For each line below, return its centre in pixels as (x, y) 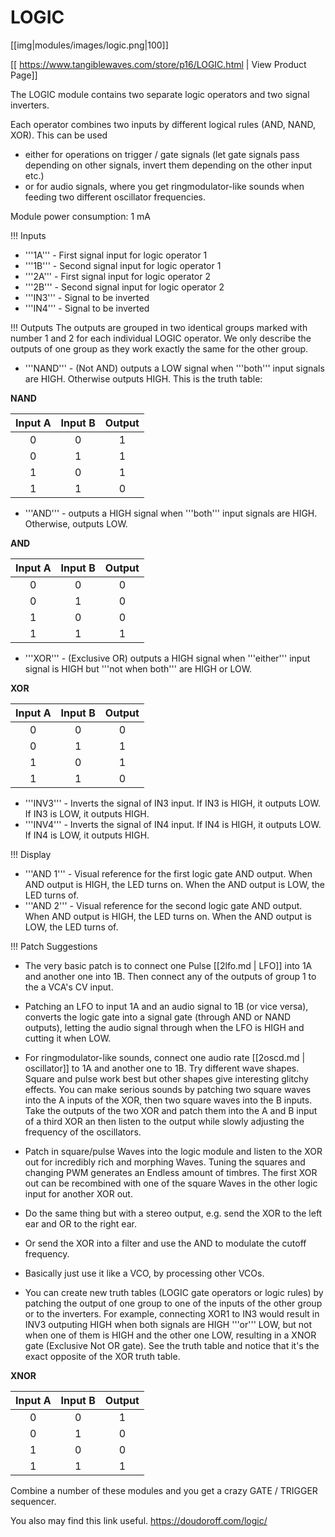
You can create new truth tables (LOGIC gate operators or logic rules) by (174, 1292)
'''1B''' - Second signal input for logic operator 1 (123, 265)
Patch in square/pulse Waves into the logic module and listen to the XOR (173, 1151)
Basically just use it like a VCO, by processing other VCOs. (144, 1273)
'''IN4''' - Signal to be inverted (87, 308)
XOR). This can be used (59, 135)
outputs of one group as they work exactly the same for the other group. (159, 348)
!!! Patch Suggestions (54, 946)
